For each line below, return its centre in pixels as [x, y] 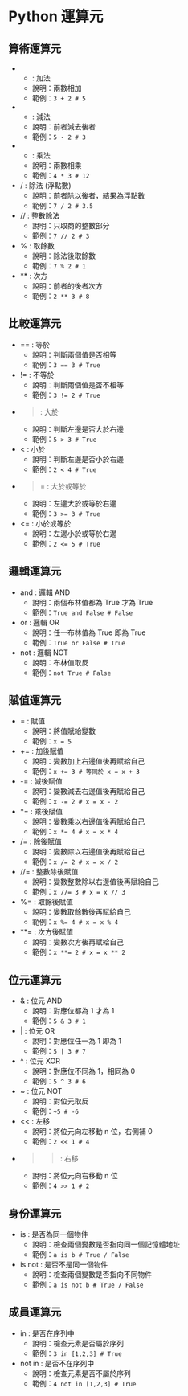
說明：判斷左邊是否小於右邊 [78, 459]
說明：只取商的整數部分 [71, 225]
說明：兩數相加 [57, 88]
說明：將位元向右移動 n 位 [75, 1176]
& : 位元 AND [41, 1001]
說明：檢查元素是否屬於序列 [78, 1343]
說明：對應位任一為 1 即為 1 [77, 1041]
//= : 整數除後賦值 [49, 872]
